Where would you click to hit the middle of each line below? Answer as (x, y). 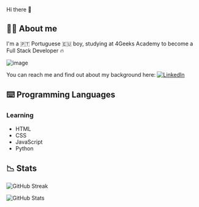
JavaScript (29, 142)
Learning (20, 115)
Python (24, 148)
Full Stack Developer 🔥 (35, 50)
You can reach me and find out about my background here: (81, 74)
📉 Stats (22, 168)
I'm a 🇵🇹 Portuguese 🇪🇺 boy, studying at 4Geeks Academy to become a (100, 44)
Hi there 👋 (19, 10)
